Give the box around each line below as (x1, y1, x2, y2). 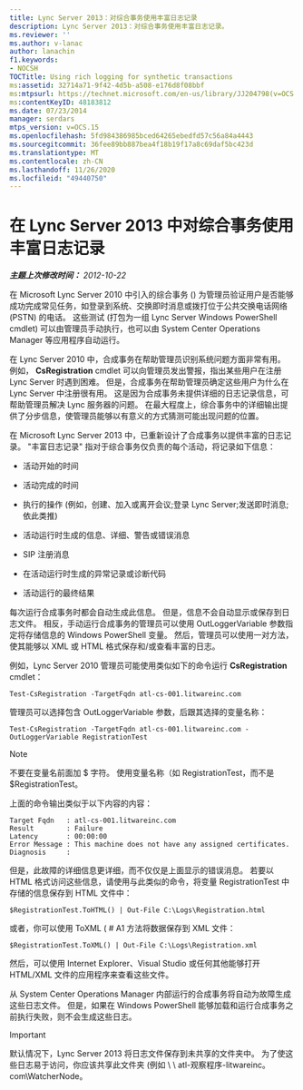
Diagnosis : (9, 848, 71, 858)
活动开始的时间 (22, 460, 79, 472)
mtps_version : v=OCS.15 (9, 123, 100, 133)
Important (9, 1029, 46, 1040)
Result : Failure (9, 824, 103, 833)
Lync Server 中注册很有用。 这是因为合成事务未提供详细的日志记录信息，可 (9, 388, 289, 399)
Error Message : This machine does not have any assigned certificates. (9, 840, 290, 849)
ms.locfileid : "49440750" (9, 173, 107, 182)
